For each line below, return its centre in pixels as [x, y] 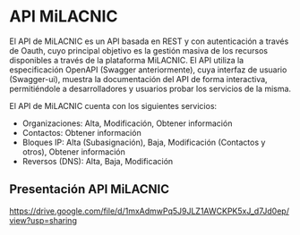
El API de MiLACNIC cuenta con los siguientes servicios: [113, 105]
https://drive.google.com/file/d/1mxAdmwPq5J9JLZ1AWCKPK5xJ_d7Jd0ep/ [149, 211]
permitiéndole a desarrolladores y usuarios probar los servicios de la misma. [150, 88]
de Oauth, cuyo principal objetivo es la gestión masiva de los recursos [139, 50]
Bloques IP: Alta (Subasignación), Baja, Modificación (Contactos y [144, 142]
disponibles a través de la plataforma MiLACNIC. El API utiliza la [127, 60]
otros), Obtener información [73, 151]
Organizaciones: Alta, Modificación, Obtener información [127, 123]
